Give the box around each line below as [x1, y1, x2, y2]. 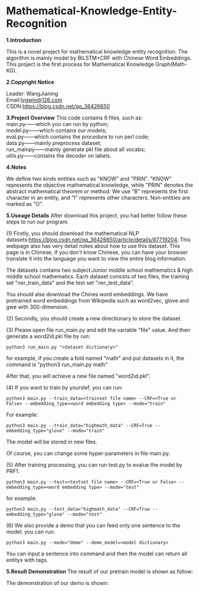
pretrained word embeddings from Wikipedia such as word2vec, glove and [6, 297, 189, 304]
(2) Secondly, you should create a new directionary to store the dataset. [6, 315, 182, 322]
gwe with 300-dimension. [6, 303, 70, 310]
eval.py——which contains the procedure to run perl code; [6, 133, 150, 140]
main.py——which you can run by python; [6, 120, 109, 127]
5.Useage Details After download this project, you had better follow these [6, 212, 187, 219]
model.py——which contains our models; [6, 127, 107, 134]
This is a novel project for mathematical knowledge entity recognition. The [6, 48, 188, 55]
